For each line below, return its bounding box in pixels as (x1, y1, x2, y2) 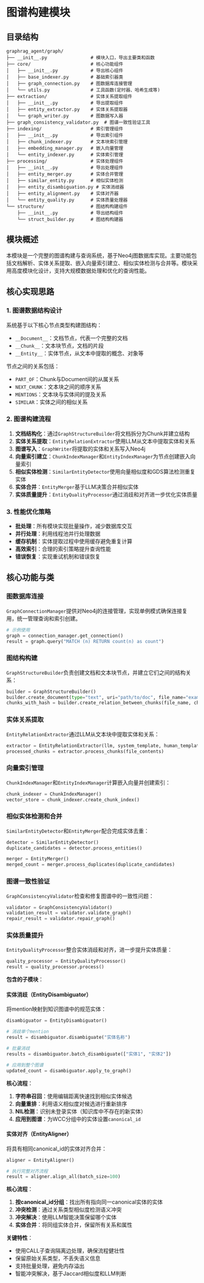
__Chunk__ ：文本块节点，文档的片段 (15, 342, 104, 349)
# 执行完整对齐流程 (6, 1168, 49, 1174)
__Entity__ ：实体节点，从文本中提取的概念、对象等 (15, 350, 144, 357)
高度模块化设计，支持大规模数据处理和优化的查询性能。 (11, 267, 150, 274)
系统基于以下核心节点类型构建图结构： (6, 321, 102, 329)
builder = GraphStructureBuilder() (6, 689, 97, 695)
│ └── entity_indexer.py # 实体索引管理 (6, 152, 123, 158)
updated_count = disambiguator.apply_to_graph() (6, 1067, 132, 1074)
